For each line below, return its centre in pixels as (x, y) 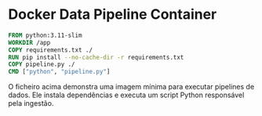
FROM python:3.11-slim (45, 35)
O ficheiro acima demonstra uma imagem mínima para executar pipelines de (131, 87)
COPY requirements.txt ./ (50, 50)
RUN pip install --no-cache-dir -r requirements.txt (96, 57)
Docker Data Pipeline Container (113, 14)
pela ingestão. (31, 103)
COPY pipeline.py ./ (42, 64)
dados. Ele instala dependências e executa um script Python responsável (126, 95)
